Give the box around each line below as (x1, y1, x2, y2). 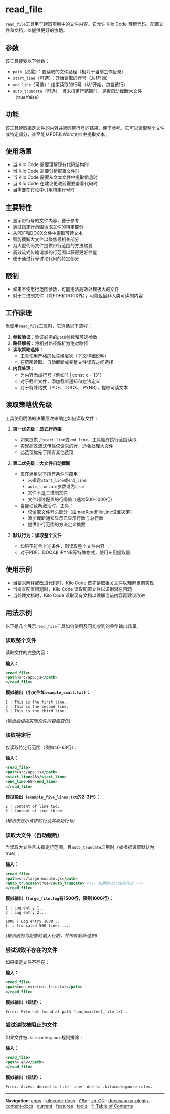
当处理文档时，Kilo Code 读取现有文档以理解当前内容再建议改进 (12, 592, 145, 598)
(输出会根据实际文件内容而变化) (5, 718, 71, 724)
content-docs (5, 1103, 34, 1109)
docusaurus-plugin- (108, 1098, 150, 1104)
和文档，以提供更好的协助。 (9, 27, 67, 33)
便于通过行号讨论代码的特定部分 (12, 256, 79, 262)
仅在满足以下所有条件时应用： (20, 471, 82, 477)
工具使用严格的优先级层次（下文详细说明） (20, 353, 109, 359)
